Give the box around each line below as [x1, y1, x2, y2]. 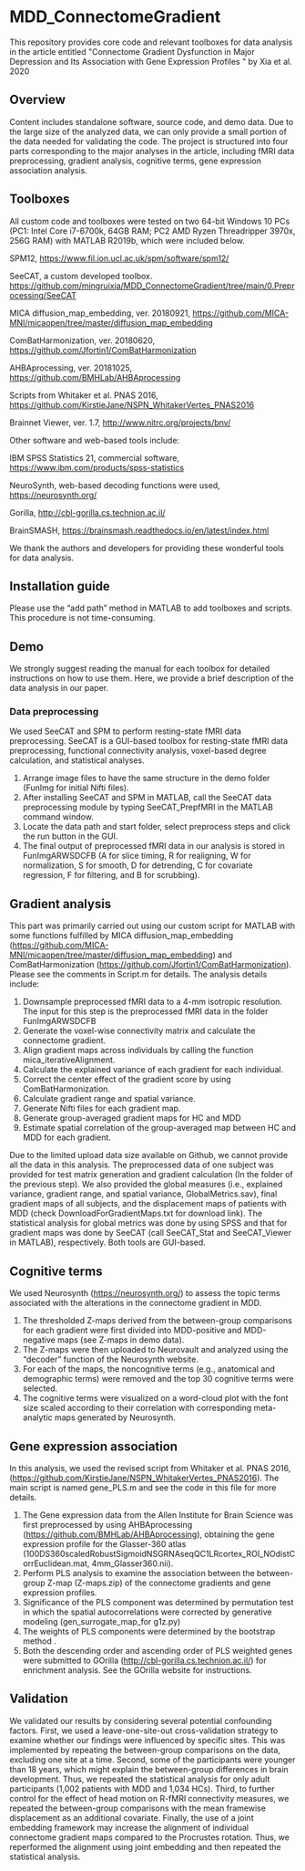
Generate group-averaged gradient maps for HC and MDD [22, 1113, 241, 1124]
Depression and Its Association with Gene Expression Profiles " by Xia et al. [9, 56, 293, 67]
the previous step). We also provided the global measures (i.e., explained [9, 1179, 283, 1190]
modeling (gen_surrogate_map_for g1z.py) [22, 1615, 181, 1626]
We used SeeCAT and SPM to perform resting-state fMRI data [9, 726, 242, 737]
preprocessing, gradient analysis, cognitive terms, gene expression [9, 155, 262, 166]
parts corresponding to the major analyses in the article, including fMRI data [9, 145, 295, 156]
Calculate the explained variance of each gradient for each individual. [22, 1064, 284, 1075]
